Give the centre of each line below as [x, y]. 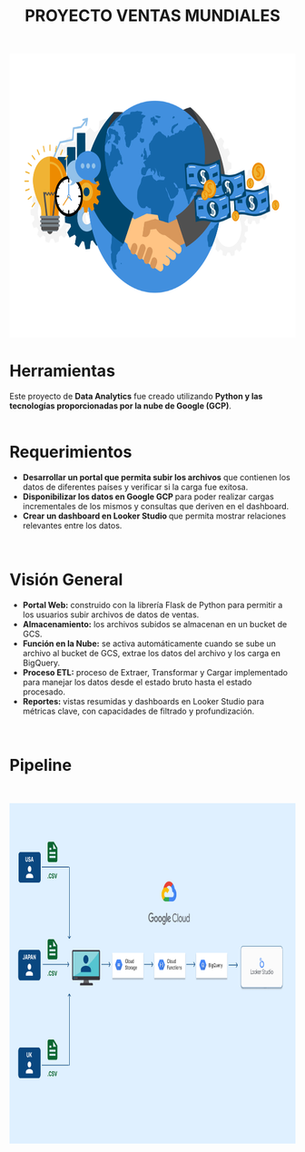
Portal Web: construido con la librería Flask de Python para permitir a [152, 605]
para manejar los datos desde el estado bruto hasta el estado [137, 682]
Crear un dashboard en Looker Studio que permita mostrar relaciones [154, 516]
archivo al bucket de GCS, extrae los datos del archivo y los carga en [152, 653]
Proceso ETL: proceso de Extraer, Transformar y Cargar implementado [155, 672]
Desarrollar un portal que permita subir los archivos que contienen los [156, 477]
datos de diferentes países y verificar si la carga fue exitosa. [135, 487]
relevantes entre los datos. [72, 525]
